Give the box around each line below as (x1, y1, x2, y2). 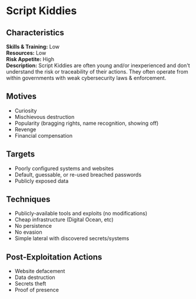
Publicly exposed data (14, 177, 69, 184)
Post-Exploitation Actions (6, 252, 102, 262)
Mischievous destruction (14, 113, 75, 120)
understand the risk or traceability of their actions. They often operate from (6, 68, 188, 75)
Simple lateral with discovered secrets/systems (14, 235, 129, 242)
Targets (6, 149, 35, 160)
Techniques (6, 194, 51, 204)
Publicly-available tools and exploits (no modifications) (14, 210, 148, 217)
